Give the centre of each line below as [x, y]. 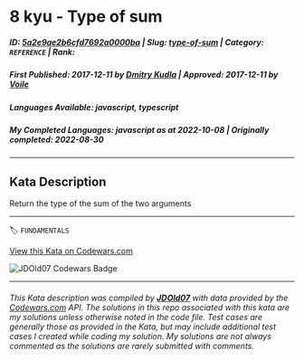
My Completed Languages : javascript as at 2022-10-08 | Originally [139, 129]
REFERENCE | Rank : [42, 52]
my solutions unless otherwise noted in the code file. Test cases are [136, 317]
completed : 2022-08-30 [57, 139]
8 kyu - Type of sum [86, 17]
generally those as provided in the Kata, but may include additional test [142, 327]
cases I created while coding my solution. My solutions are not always [141, 336]
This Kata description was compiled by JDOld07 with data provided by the [149, 298]
